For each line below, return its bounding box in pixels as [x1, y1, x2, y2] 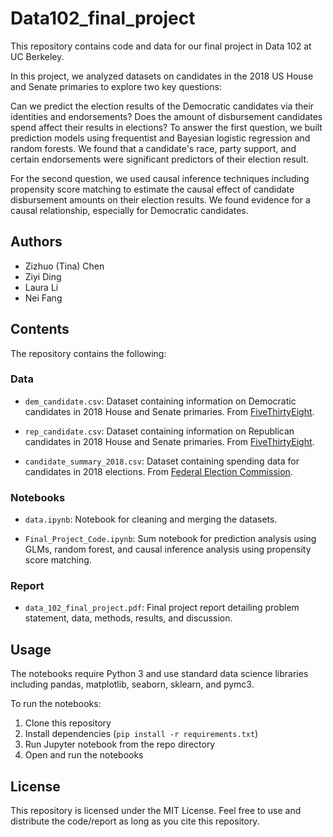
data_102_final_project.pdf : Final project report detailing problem [24, 602, 300, 614]
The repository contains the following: [10, 347, 167, 359]
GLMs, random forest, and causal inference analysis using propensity [24, 543, 312, 556]
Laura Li [24, 281, 59, 293]
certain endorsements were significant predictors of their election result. [10, 153, 310, 165]
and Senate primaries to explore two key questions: [10, 80, 222, 92]
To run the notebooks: [10, 698, 102, 710]
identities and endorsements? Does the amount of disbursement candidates [10, 110, 323, 122]
